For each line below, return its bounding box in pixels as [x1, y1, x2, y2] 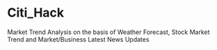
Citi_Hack [7, 5, 65, 21]
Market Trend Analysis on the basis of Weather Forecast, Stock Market [7, 28, 210, 36]
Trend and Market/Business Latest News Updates [7, 35, 150, 43]
